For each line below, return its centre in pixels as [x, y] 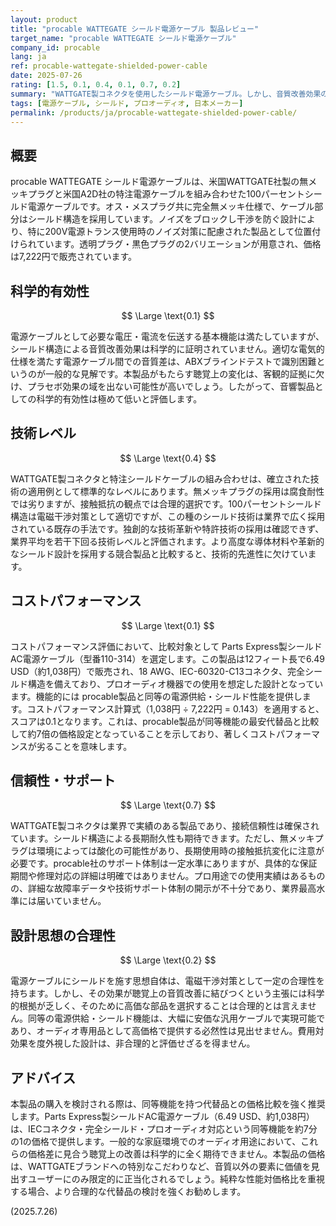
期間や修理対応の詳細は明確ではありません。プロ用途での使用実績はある [159, 876]
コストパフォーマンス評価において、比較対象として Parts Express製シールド [166, 646]
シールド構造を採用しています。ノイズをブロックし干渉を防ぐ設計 [162, 219]
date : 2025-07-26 [46, 76]
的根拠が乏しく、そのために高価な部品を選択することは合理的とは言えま [159, 1006]
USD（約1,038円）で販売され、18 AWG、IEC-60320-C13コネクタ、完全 [157, 671]
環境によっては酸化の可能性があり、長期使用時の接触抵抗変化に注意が [180, 851]
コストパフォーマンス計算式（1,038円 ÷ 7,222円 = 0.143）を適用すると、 [175, 708]
